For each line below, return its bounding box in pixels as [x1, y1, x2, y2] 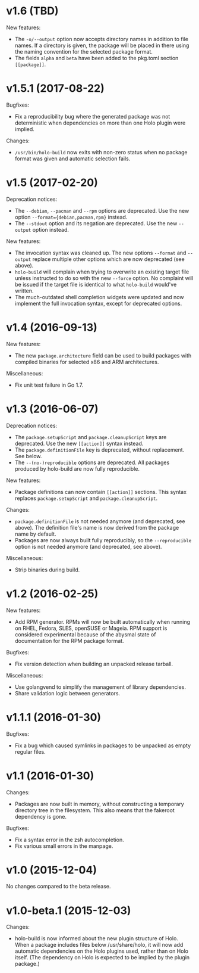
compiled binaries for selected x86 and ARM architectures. [14, 358, 159, 365]
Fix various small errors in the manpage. [14, 842, 113, 850]
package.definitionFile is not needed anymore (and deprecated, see [14, 517, 185, 525]
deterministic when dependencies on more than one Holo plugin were [14, 119, 186, 126]
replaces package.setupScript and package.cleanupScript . [14, 495, 158, 502]
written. [14, 287, 34, 294]
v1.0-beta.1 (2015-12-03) [6, 904, 131, 917]
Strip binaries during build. [14, 566, 80, 573]
